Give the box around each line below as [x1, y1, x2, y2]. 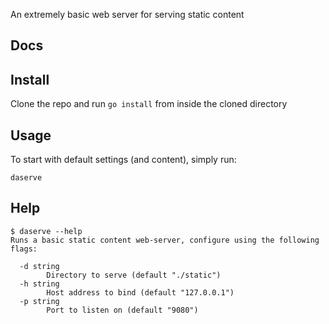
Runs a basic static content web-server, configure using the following [10, 235, 320, 245]
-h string [19, 279, 60, 289]
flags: [10, 244, 38, 254]
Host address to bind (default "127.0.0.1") [46, 287, 235, 298]
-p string [19, 296, 60, 306]
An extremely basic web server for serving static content [10, 9, 245, 20]
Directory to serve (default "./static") [46, 270, 222, 280]
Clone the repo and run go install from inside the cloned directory [10, 98, 288, 110]
